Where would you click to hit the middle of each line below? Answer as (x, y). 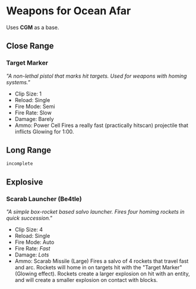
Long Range (29, 150)
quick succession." (29, 218)
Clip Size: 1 (28, 94)
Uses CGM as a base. (33, 27)
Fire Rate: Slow (33, 112)
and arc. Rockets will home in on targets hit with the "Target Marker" (98, 268)
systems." (18, 82)
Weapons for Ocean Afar (69, 11)
